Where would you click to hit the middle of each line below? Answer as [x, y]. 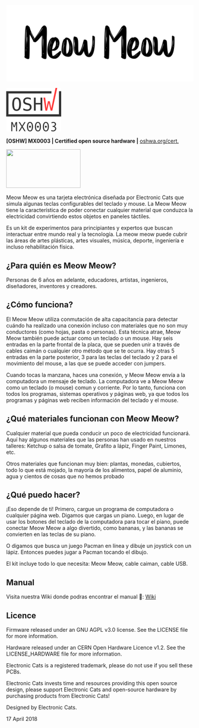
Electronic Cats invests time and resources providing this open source [92, 683]
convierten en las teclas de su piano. [51, 534]
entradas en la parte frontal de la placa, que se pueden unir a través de [93, 344]
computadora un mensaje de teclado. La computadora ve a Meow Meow [95, 381]
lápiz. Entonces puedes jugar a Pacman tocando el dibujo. [77, 552]
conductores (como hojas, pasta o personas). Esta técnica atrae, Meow [94, 332]
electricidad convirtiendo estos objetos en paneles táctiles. [78, 216]
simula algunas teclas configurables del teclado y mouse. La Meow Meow [97, 204]
